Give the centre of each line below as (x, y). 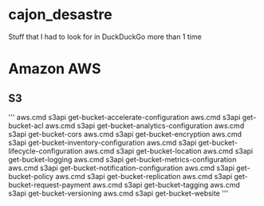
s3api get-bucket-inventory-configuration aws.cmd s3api (102, 142)
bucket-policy (31, 176)
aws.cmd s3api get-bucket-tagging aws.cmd (166, 185)
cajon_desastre (61, 15)
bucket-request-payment (49, 185)
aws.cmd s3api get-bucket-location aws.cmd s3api (169, 151)
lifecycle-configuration (45, 151)
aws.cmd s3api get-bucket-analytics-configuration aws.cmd (145, 126)
